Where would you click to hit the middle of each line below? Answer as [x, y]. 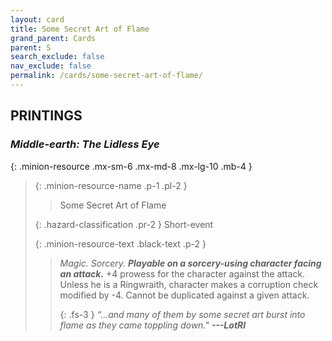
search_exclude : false [57, 57]
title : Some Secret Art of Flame [80, 29]
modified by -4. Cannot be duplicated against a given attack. [184, 295]
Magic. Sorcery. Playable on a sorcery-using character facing [190, 263]
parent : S [31, 47]
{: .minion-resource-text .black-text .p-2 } [120, 243]
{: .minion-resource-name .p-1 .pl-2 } [111, 185]
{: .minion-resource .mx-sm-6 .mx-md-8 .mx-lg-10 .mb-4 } [131, 166]
